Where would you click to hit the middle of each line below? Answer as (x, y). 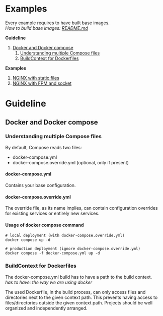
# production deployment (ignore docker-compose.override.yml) (73, 249)
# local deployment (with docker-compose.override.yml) (65, 236)
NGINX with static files (36, 78)
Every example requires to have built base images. (57, 23)
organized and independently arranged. (46, 308)
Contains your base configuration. (40, 185)
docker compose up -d (28, 240)
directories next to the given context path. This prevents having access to (81, 297)
